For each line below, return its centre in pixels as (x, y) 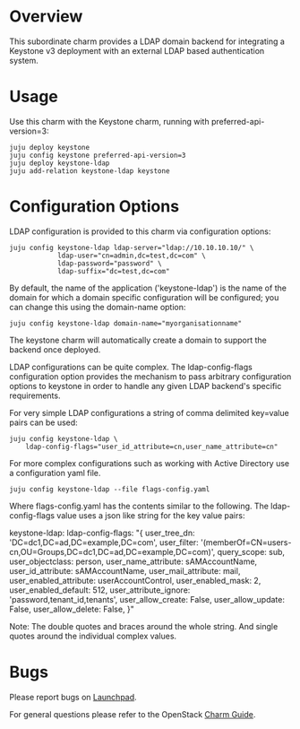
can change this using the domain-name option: (98, 307)
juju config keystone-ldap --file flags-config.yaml (110, 489)
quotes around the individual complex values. (93, 636)
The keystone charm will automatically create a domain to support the (138, 340)
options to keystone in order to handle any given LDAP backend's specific (146, 386)
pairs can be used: (43, 422)
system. (24, 60)
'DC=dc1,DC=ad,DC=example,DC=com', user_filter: (104, 542)
